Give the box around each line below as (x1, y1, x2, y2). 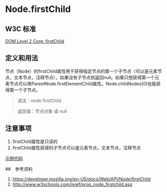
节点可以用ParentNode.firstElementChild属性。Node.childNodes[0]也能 (9, 80, 156, 86)
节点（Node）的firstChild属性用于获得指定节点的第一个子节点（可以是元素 (5, 68, 158, 74)
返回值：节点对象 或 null (17, 108, 67, 114)
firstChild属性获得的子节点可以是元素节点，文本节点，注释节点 (12, 144, 141, 150)
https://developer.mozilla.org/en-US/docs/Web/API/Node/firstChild (12, 176, 151, 182)
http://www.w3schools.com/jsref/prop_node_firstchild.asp (12, 181, 132, 187)
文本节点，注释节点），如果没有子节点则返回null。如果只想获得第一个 (13, 74, 155, 80)
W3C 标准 (5, 24, 36, 33)
